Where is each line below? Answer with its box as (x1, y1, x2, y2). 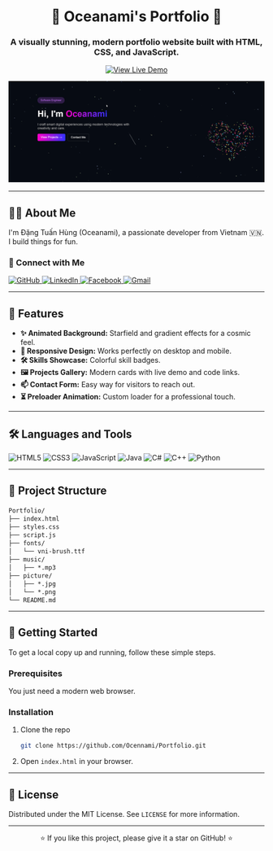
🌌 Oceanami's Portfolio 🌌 (50, 7, 223, 26)
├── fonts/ (8, 539, 45, 548)
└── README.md (8, 596, 57, 604)
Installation (8, 706, 54, 718)
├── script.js (8, 530, 57, 539)
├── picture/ (8, 571, 53, 580)
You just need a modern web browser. (8, 686, 136, 696)
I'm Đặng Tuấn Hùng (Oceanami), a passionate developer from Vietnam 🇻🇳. (8, 228, 265, 238)
